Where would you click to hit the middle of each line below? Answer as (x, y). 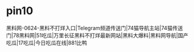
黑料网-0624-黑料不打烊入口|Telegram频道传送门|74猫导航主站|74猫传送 (95, 28)
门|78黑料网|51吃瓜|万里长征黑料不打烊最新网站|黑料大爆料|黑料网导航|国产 (97, 35)
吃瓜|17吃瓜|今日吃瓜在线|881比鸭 (47, 43)
